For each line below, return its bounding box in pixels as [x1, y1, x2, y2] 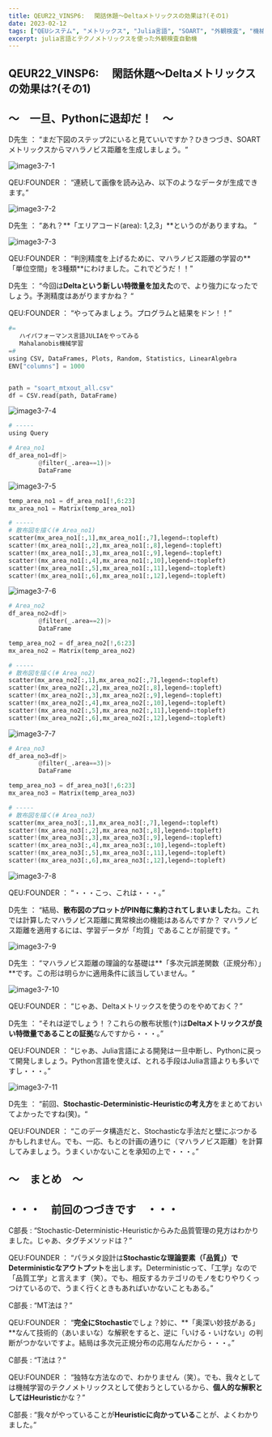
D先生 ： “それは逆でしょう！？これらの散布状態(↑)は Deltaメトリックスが [8, 1018, 256, 1028]
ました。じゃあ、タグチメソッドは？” [8, 1236, 133, 1246]
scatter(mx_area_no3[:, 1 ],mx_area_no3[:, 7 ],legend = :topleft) [8, 819, 219, 827]
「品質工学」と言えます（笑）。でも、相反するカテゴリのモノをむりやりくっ [8, 1273, 261, 1283]
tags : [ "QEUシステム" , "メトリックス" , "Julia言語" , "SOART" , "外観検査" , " [8, 27, 253, 35]
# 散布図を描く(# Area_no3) [8, 811, 96, 819]
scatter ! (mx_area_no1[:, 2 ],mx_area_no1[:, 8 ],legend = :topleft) [8, 542, 223, 550]
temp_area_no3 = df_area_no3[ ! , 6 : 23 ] [8, 782, 136, 790]
